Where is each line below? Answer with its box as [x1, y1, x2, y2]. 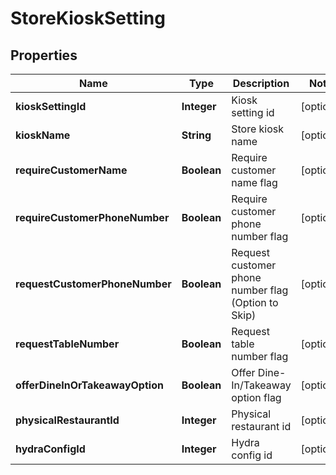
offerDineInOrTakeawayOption [15, 378, 164, 392]
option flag [231, 391, 282, 404]
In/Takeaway [231, 378, 292, 392]
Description [232, 77, 290, 90]
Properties [10, 47, 78, 64]
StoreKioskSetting [10, 7, 166, 30]
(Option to [231, 296, 279, 309]
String [181, 128, 212, 142]
